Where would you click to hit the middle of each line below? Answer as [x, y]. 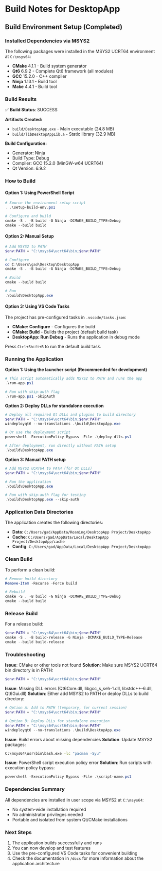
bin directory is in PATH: [29, 670]
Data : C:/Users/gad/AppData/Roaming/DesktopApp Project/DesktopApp [81, 532]
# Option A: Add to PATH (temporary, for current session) [66, 708]
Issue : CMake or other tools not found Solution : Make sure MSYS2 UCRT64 [81, 665]
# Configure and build [28, 216]
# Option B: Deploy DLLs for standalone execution [57, 721]
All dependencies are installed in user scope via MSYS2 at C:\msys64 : [74, 800]
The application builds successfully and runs [57, 843]
